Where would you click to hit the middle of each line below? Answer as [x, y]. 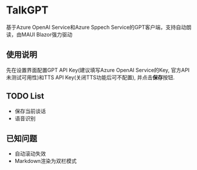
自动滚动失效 [30, 154]
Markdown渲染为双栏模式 [46, 161]
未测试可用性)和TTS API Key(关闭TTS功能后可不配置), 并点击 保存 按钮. [91, 77]
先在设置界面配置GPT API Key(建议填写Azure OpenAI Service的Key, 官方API [98, 70]
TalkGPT [27, 10]
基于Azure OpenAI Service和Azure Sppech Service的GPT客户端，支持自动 [96, 27]
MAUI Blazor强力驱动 [47, 34]
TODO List [25, 96]
